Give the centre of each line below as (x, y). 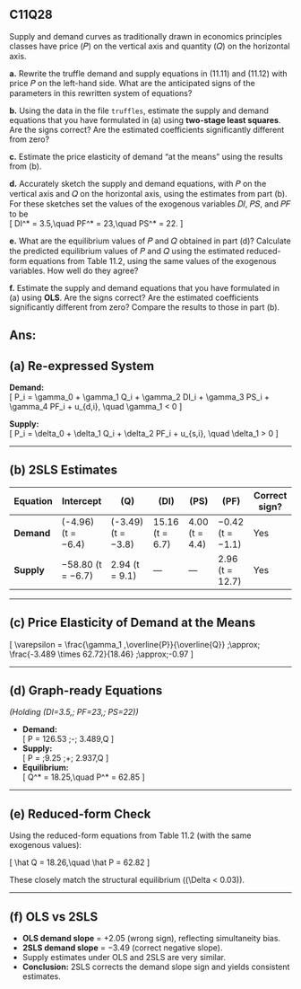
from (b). (26, 166)
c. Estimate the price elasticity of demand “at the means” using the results (146, 156)
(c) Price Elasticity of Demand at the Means (133, 623)
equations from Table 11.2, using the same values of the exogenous (152, 260)
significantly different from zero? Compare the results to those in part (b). (145, 307)
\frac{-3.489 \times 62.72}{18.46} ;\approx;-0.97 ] (102, 654)
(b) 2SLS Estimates (64, 470)
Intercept (82, 500)
